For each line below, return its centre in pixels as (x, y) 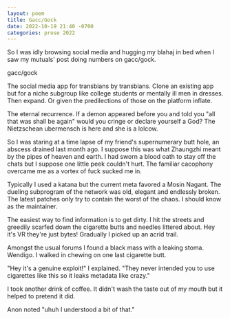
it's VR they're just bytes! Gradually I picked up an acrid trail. (93, 234)
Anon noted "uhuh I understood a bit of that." (71, 309)
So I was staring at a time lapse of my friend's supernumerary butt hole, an (113, 142)
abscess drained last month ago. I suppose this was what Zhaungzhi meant (114, 149)
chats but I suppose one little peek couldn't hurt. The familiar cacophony (110, 164)
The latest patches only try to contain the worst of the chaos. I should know (114, 199)
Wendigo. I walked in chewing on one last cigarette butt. (87, 255)
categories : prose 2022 (41, 33)
